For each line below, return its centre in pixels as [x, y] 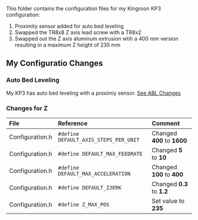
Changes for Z [27, 108]
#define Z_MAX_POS [84, 204]
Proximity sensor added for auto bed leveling [69, 26]
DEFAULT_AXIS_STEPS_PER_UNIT [99, 140]
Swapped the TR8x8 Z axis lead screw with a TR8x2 [78, 32]
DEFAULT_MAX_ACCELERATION [94, 174]
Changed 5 [167, 150]
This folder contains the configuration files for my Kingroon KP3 [84, 9]
